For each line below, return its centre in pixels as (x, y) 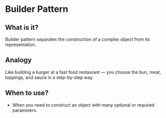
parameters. (25, 110)
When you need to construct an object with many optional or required (83, 105)
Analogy (19, 60)
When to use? (27, 93)
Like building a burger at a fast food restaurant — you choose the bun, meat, (83, 72)
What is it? (22, 28)
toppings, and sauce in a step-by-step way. (50, 77)
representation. (21, 45)
